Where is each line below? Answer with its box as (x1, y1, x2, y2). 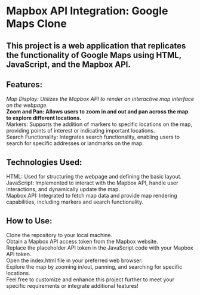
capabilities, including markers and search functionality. (6, 198, 144, 205)
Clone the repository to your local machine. (6, 232, 113, 239)
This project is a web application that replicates (6, 41, 186, 51)
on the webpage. (6, 102, 48, 109)
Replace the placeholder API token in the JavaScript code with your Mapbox (6, 244, 194, 251)
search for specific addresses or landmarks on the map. (6, 140, 144, 147)
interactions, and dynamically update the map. (6, 186, 121, 193)
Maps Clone (6, 17, 67, 30)
